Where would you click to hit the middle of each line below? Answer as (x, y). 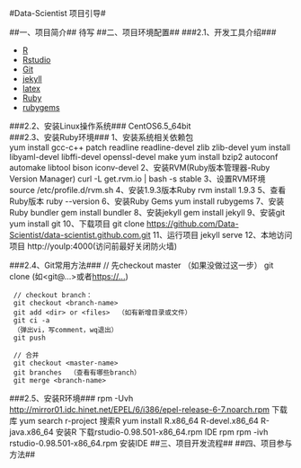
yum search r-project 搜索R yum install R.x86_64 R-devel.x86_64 (139, 421)
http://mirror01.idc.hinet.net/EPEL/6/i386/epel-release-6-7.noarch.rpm (140, 410)
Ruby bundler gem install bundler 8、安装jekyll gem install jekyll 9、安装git (147, 212)
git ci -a (31, 321)
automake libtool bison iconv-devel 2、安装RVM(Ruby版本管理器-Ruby (140, 168)
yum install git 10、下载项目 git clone (77, 224)
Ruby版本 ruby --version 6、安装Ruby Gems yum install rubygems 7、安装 (147, 201)
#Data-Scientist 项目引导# (58, 13)
